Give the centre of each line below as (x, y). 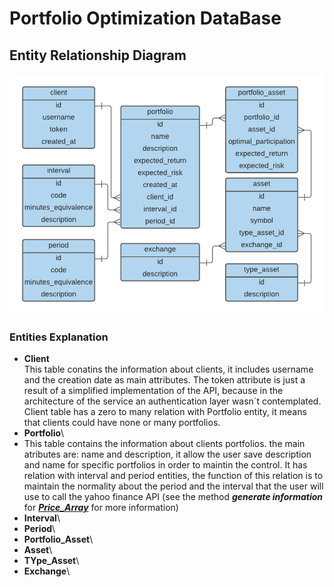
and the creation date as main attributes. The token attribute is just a (164, 380)
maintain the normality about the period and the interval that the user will (173, 486)
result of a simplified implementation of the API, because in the (153, 391)
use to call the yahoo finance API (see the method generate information (173, 497)
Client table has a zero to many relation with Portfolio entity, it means (165, 412)
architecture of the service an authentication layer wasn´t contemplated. (172, 401)
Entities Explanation (59, 337)
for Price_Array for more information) (101, 508)
